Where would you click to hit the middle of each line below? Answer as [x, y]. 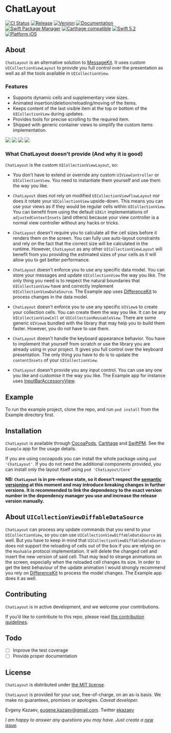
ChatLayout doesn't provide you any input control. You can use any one [87, 370]
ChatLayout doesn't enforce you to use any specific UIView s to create [85, 307]
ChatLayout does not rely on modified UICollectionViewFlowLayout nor [86, 196]
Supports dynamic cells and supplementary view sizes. [71, 98]
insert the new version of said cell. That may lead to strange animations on [84, 556]
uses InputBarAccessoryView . [44, 381]
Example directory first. [30, 415]
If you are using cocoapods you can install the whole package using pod [81, 459]
